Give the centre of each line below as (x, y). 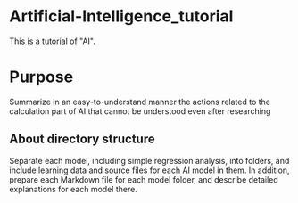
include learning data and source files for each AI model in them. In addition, (149, 170)
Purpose (41, 77)
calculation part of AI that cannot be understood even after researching (140, 111)
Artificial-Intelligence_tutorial (121, 16)
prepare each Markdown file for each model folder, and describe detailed (144, 179)
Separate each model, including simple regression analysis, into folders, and (149, 160)
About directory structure (82, 139)
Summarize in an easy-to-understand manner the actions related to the (140, 101)
